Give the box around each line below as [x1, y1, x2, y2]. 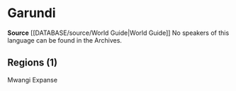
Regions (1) [7, 57, 58, 69]
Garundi [7, 5, 56, 21]
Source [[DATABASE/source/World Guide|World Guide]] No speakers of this [7, 28, 230, 37]
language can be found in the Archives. [7, 36, 123, 44]
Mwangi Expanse [7, 75, 58, 84]
